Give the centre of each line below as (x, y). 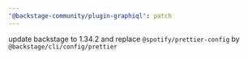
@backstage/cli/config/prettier (63, 46)
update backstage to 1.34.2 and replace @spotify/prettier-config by (124, 39)
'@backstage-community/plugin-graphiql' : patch (90, 16)
